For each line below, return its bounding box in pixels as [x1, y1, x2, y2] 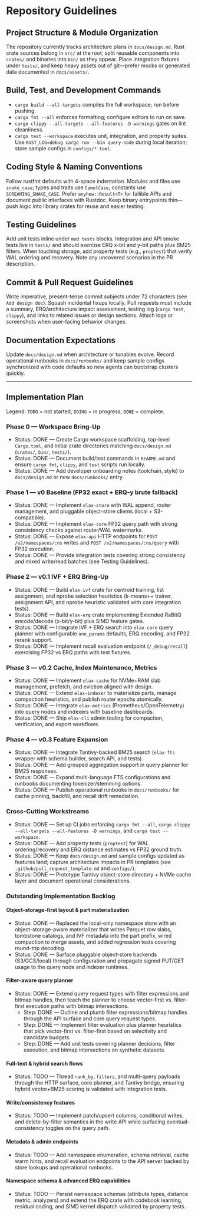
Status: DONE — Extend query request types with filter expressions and [14, 990, 189, 997]
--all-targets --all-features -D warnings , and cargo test [14, 827, 161, 834]
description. [6, 261, 35, 268]
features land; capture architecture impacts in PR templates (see [14, 858, 171, 865]
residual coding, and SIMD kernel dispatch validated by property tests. [14, 1202, 186, 1210]
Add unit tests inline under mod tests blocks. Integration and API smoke [6, 235, 180, 242]
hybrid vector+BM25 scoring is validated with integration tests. [14, 1086, 167, 1093]
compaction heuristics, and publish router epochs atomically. [14, 696, 163, 703]
